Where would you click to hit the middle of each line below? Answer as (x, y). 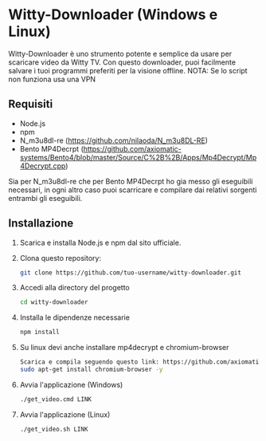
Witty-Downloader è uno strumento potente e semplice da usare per (120, 53)
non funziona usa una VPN (52, 79)
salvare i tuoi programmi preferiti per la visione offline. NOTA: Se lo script (128, 70)
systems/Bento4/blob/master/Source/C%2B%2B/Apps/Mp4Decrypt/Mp (138, 157)
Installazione (41, 224)
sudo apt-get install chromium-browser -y (91, 370)
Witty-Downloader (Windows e (113, 15)
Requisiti (31, 104)
